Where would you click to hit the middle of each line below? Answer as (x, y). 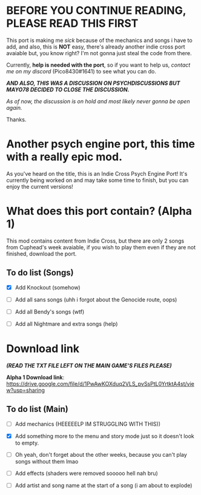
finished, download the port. (41, 254)
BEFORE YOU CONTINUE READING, (96, 11)
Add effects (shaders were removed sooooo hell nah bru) (87, 473)
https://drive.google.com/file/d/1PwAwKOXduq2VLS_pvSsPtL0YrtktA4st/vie (100, 383)
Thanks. (16, 120)
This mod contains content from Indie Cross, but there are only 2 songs (95, 241)
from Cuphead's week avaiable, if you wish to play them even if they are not (101, 247)
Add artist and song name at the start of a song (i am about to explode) (104, 485)
